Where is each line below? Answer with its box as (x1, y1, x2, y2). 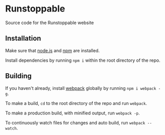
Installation (5, 34, 41, 43)
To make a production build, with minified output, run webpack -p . (5, 110, 140, 116)
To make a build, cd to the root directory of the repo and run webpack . (5, 100, 147, 106)
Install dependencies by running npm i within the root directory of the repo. (5, 57, 160, 63)
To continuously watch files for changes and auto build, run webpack (5, 119, 145, 125)
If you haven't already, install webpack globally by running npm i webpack (5, 85, 156, 91)
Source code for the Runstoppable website (5, 20, 94, 26)
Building (5, 72, 32, 80)
